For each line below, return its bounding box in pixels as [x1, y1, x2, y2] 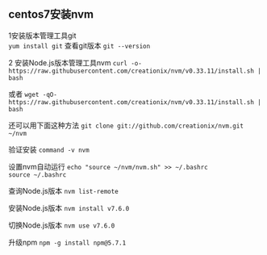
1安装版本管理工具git [8, 31, 77, 40]
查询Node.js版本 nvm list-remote [8, 186, 119, 195]
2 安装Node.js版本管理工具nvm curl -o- [8, 57, 143, 67]
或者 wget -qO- [8, 89, 58, 98]
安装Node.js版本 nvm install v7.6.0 [8, 203, 130, 212]
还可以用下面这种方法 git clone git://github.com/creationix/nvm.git [8, 120, 244, 130]
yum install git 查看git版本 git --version [8, 40, 151, 50]
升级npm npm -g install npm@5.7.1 [8, 237, 127, 247]
